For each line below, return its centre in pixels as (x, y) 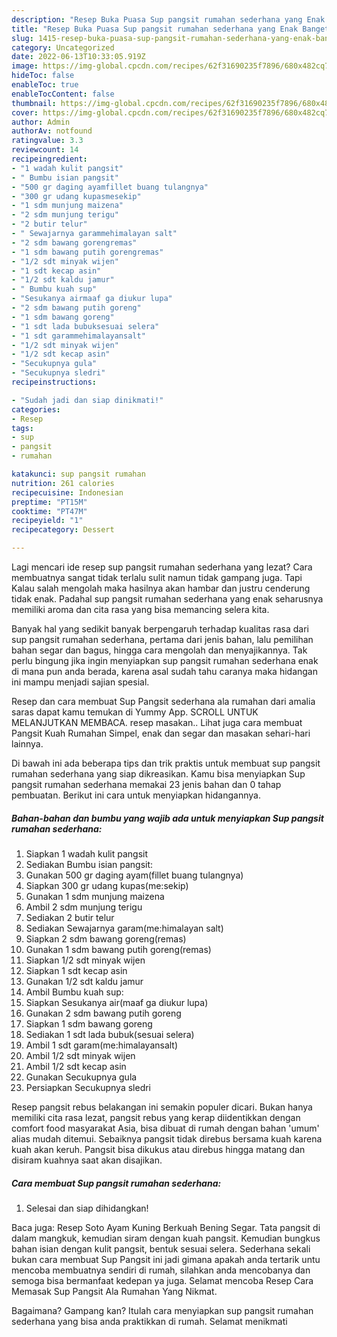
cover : (25, 112)
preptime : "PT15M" (49, 502)
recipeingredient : (49, 159)
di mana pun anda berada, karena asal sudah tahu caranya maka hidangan (164, 671)
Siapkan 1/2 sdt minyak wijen (85, 960)
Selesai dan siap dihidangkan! (87, 1208)
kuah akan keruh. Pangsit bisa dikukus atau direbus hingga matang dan (158, 1149)
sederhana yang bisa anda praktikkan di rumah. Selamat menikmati (149, 1321)
